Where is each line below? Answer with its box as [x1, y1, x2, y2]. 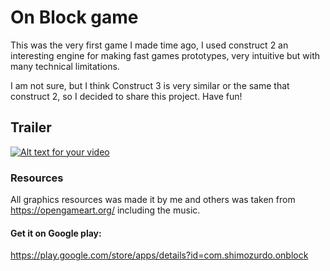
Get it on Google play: [10, 227, 102, 239]
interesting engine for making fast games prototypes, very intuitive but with [10, 49, 321, 61]
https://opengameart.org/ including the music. [10, 204, 201, 216]
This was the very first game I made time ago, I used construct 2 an [10, 39, 289, 51]
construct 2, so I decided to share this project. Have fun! [10, 90, 243, 102]
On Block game [10, 6, 139, 29]
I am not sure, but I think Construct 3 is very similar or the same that [10, 79, 290, 91]
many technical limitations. [10, 60, 120, 72]
